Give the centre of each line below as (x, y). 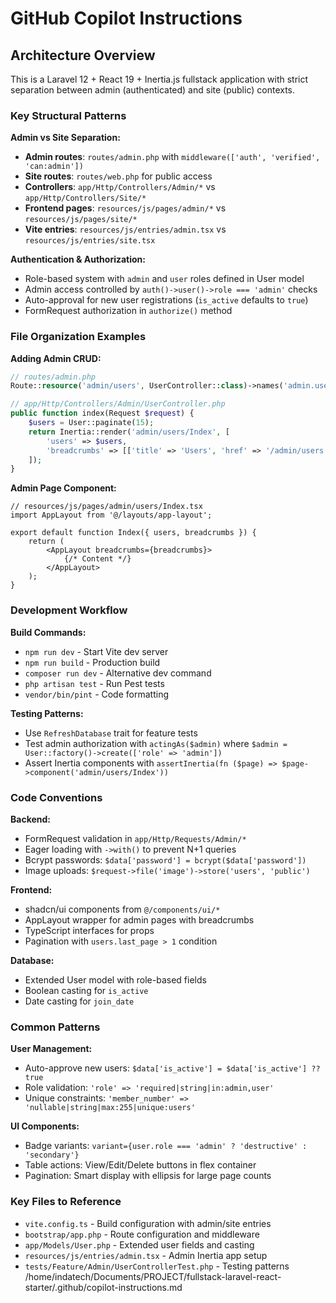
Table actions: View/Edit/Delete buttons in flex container (140, 1165)
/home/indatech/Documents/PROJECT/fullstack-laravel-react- (153, 1276)
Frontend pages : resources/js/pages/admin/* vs (125, 208)
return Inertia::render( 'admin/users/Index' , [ (129, 432)
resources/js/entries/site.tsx (90, 241)
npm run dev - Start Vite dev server (96, 651)
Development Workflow (69, 610)
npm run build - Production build (92, 662)
